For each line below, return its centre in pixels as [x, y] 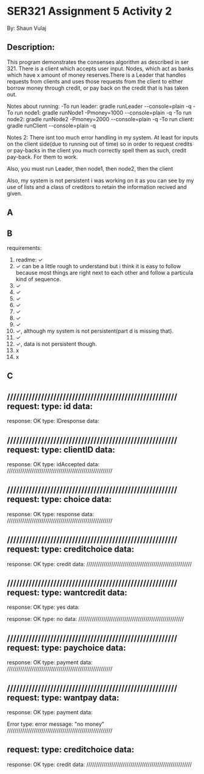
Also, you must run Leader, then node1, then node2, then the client [90, 168]
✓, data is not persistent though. [56, 344]
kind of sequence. [38, 279]
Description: [31, 47]
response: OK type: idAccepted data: [53, 464]
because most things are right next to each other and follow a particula [104, 272]
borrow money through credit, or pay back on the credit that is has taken [98, 88]
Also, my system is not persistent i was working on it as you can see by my [100, 180]
